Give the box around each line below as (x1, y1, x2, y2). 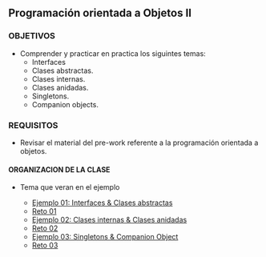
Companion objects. (31, 99, 99, 109)
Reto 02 (31, 223, 58, 233)
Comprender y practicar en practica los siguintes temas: (19, 48, 206, 58)
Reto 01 (31, 207, 57, 216)
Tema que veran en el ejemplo (19, 183, 120, 192)
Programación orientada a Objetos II (8, 6, 192, 20)
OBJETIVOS (8, 30, 56, 42)
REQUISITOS (8, 119, 58, 131)
